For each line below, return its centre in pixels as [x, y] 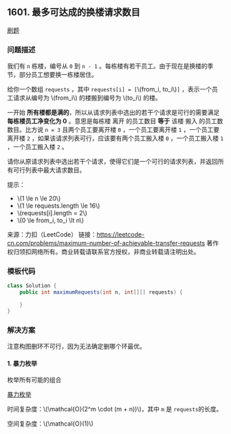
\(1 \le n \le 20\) [39, 199]
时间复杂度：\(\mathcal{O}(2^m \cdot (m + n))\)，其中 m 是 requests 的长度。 [115, 409]
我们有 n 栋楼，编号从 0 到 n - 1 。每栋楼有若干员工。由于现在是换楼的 [107, 66]
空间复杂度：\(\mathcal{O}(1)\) [51, 424]
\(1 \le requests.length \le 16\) [58, 206]
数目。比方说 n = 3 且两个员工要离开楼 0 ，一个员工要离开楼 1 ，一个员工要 [113, 130]
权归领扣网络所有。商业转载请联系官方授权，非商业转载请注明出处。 [103, 252]
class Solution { [32, 286]
